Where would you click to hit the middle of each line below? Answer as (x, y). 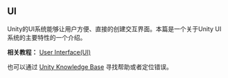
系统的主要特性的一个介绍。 (47, 37)
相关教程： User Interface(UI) (49, 52)
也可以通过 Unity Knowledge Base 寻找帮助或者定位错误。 (90, 67)
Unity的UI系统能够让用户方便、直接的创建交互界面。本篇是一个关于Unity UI (114, 29)
